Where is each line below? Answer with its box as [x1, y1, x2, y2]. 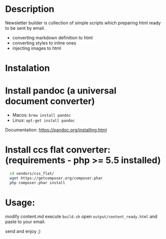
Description [5, 3, 55, 15]
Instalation [5, 63, 50, 74]
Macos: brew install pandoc [12, 112, 71, 118]
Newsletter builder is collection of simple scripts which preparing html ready [5, 20, 161, 26]
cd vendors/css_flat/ [9, 171, 55, 176]
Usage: [5, 197, 36, 208]
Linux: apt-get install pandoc [12, 117, 75, 123]
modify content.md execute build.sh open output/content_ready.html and [5, 213, 158, 219]
